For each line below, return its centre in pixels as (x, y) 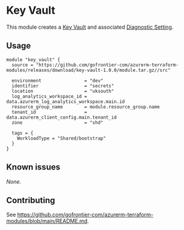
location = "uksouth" (63, 91)
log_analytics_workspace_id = (49, 96)
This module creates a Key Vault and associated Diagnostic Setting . (90, 27)
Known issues (33, 167)
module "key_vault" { (33, 60)
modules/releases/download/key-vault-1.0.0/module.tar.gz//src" (88, 70)
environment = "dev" (57, 81)
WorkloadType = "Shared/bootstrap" (62, 138)
